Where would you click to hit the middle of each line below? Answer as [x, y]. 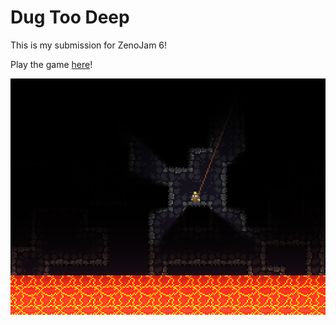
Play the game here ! [51, 64]
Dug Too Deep [70, 17]
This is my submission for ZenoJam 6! [89, 45]
